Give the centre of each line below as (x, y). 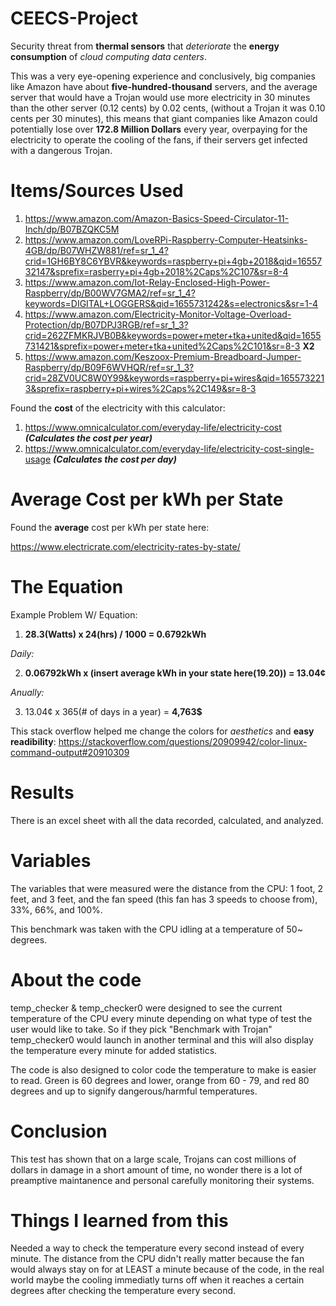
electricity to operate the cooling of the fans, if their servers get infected (159, 139)
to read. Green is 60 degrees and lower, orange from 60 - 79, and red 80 (160, 1080)
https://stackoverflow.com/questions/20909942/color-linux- (183, 741)
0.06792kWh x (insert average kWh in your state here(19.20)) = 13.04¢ (175, 673)
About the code (76, 979)
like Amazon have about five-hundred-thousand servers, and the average (164, 86)
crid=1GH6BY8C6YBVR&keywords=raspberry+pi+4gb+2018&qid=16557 (173, 261)
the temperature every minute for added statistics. (114, 1050)
